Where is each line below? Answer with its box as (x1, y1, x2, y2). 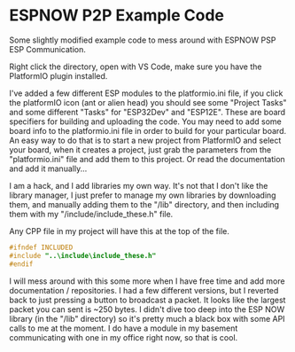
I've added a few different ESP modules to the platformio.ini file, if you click (9, 88, 283, 98)
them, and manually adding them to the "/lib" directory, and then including (9, 199, 280, 209)
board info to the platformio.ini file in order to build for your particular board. (9, 125, 286, 136)
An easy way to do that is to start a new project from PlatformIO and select (9, 135, 282, 145)
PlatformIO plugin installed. (9, 70, 108, 81)
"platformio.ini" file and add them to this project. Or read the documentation (9, 153, 285, 164)
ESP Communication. (9, 43, 87, 54)
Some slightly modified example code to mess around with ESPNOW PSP (9, 35, 276, 45)
